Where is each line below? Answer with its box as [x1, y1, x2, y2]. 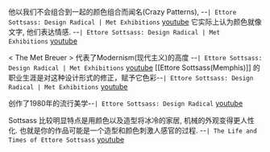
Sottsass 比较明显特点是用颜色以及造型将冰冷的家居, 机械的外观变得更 [8, 116, 241, 125]
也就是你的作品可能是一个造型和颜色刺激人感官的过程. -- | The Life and [19, 125, 258, 135]
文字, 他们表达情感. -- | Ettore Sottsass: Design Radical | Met [8, 27, 221, 36]
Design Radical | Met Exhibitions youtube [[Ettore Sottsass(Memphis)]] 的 [8, 63, 260, 72]
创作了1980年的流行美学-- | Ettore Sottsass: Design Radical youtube [8, 99, 243, 108]
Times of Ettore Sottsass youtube [8, 135, 125, 144]
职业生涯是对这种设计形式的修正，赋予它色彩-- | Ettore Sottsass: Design [8, 73, 254, 82]
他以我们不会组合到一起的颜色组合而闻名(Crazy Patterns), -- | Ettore [8, 7, 237, 16]
